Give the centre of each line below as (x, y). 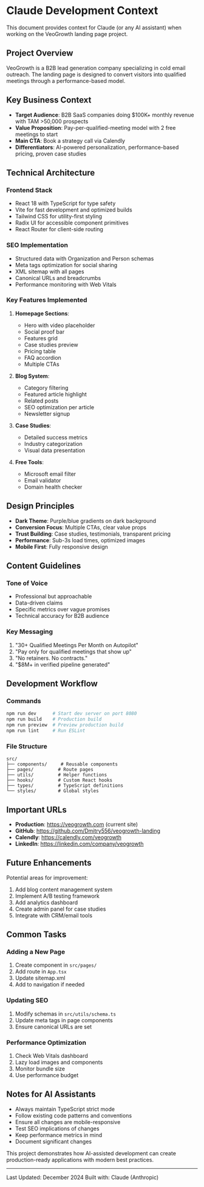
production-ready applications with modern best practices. (80, 1160)
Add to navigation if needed (50, 984)
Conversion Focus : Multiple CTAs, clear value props (81, 527)
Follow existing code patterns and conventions (73, 1115)
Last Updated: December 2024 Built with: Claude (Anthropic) (83, 1177)
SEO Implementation (37, 245)
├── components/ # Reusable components (62, 764)
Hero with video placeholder (59, 325)
